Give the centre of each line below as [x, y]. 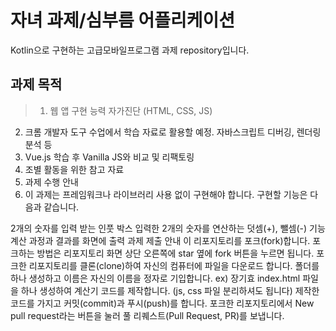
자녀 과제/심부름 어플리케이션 [123, 20]
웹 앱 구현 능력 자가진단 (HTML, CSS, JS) [131, 110]
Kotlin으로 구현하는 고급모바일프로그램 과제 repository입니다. [130, 50]
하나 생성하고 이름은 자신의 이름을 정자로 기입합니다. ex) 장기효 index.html [155, 278]
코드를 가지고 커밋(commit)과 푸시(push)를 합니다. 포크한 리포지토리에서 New [162, 303]
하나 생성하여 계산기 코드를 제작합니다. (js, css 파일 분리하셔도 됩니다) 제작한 [170, 290]
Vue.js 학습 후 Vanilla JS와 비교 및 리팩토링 [109, 157]
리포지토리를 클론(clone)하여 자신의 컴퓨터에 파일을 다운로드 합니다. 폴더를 [174, 265]
